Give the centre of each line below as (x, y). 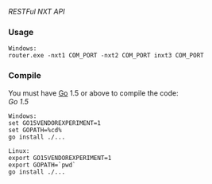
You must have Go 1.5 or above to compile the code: (93, 93)
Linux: (19, 151)
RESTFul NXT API (37, 12)
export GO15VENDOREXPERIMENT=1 (60, 158)
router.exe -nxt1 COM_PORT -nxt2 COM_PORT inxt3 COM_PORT (106, 56)
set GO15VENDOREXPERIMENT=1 (55, 123)
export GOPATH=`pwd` (42, 165)
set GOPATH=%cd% (35, 130)
